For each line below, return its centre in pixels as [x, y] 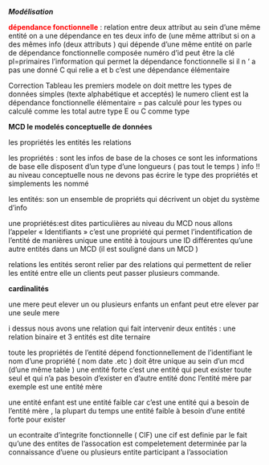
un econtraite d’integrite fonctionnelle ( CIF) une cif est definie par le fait [128, 435]
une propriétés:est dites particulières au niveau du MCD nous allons [120, 223]
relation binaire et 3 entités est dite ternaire [79, 337]
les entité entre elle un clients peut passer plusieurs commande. [114, 273]
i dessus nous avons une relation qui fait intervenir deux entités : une [122, 328]
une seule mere [34, 313]
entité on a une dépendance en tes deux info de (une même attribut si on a [132, 36]
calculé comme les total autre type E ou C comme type [99, 111]
